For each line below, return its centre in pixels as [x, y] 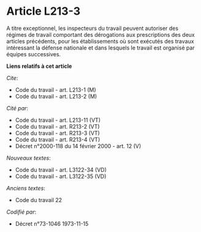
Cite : [12, 78]
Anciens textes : [26, 188]
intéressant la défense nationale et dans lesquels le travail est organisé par [100, 48]
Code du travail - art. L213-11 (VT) [58, 120]
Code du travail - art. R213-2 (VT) [57, 126]
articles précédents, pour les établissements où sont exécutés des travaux [100, 41]
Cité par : [17, 108]
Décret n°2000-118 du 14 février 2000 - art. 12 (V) [78, 146]
